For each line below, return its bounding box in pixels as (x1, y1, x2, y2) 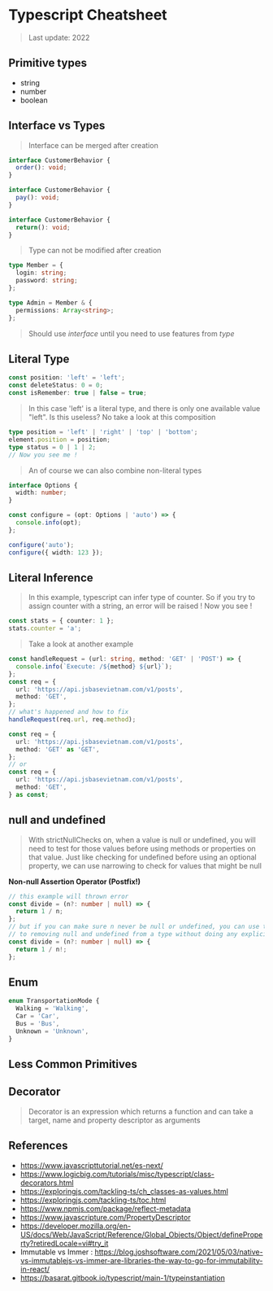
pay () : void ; (15, 194, 60, 202)
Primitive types (8, 56, 88, 70)
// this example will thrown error (8, 892, 129, 900)
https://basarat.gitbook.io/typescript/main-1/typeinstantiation (19, 1272, 225, 1283)
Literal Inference (8, 571, 93, 584)
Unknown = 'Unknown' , (15, 1027, 89, 1035)
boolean (19, 95, 48, 105)
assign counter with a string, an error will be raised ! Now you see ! (28, 601, 253, 611)
